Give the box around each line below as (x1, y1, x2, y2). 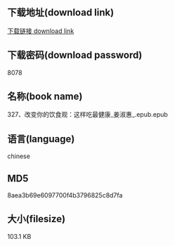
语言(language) (7, 133, 75, 145)
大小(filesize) (7, 213, 65, 225)
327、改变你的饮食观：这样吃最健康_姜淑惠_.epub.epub (7, 110, 169, 119)
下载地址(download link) (7, 6, 115, 19)
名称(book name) (7, 91, 83, 103)
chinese (7, 152, 30, 160)
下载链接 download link (7, 27, 74, 35)
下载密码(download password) (7, 49, 143, 61)
